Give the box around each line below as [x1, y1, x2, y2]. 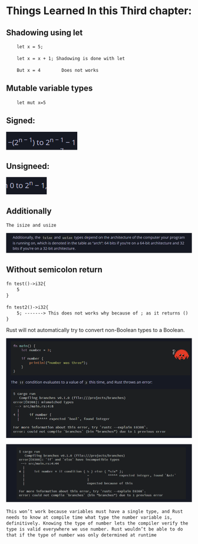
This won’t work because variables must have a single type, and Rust [6, 509, 183, 515]
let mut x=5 [16, 99, 46, 105]
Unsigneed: [6, 161, 50, 171]
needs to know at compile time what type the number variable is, [6, 515, 173, 520]
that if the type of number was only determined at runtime [6, 532, 157, 538]
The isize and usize [6, 223, 57, 228]
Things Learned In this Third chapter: [6, 4, 192, 18]
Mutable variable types [6, 84, 93, 94]
